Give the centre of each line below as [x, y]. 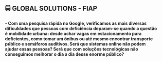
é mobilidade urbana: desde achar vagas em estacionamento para [73, 33]
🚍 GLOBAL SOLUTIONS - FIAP [51, 8]
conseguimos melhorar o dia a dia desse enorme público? [64, 54]
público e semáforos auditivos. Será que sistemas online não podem [75, 44]
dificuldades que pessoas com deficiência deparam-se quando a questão [81, 28]
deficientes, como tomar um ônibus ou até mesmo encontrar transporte [79, 39]
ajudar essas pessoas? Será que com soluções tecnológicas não [72, 49]
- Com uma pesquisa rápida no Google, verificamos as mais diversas [76, 23]
